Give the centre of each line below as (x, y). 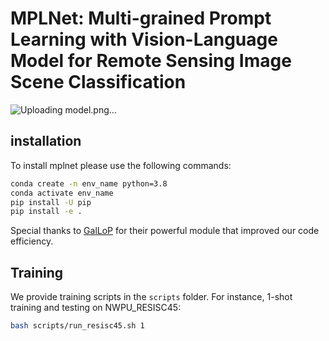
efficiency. (32, 241)
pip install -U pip (51, 202)
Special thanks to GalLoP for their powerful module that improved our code (165, 231)
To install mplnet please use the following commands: (121, 165)
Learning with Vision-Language (144, 39)
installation (46, 141)
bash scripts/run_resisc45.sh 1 (77, 326)
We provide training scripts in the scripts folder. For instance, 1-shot (151, 297)
